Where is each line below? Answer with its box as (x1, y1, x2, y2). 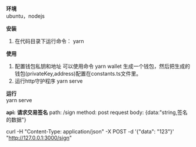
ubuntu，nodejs (6, 12, 45, 19)
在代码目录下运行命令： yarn (14, 38, 84, 44)
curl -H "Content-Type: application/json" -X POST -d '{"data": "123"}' (6, 128, 174, 135)
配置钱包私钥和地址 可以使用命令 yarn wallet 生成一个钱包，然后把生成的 (14, 63, 190, 70)
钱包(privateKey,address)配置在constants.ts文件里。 (14, 70, 142, 77)
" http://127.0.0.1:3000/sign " (6, 135, 72, 141)
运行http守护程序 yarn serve (14, 77, 83, 84)
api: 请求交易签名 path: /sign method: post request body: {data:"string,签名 (6, 109, 188, 116)
